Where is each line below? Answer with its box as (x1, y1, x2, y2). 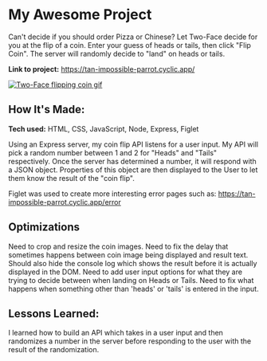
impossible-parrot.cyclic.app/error (8, 197, 121, 206)
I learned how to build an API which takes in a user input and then (8, 328, 223, 338)
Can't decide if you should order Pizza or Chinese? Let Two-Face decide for (8, 32, 258, 41)
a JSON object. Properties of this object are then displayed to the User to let (8, 165, 258, 175)
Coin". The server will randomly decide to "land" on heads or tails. (8, 49, 226, 58)
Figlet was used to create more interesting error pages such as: (8, 189, 217, 198)
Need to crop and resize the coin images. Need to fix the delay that (8, 241, 229, 251)
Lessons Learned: (8, 307, 100, 320)
